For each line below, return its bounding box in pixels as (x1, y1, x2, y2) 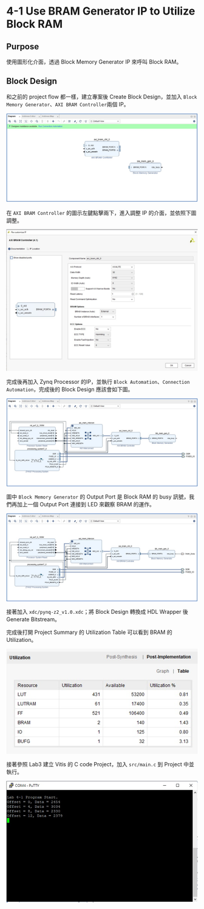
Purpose (6, 41, 39, 52)
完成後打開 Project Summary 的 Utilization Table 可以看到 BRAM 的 (6, 628, 172, 636)
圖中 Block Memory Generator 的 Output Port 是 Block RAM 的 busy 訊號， (6, 493, 189, 500)
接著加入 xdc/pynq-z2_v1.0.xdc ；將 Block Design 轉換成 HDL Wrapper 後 (6, 608, 188, 616)
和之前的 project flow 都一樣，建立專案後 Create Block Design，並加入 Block (6, 93, 197, 100)
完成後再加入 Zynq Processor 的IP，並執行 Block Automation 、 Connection (6, 378, 190, 385)
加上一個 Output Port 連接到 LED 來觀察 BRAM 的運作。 (16, 500, 155, 508)
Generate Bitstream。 (6, 616, 61, 623)
